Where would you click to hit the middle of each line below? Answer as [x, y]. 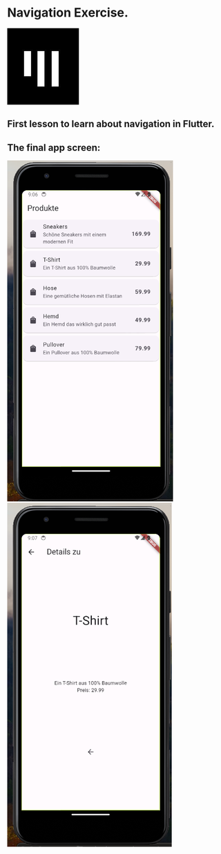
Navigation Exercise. [68, 13]
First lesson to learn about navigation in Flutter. [111, 124]
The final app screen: [54, 148]
